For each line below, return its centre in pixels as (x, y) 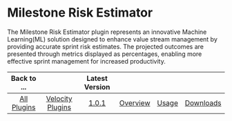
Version (97, 86)
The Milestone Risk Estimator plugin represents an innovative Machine (107, 32)
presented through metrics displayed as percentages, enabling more (105, 54)
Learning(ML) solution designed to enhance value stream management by (112, 39)
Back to (23, 78)
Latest (97, 78)
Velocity (59, 98)
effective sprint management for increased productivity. (86, 61)
